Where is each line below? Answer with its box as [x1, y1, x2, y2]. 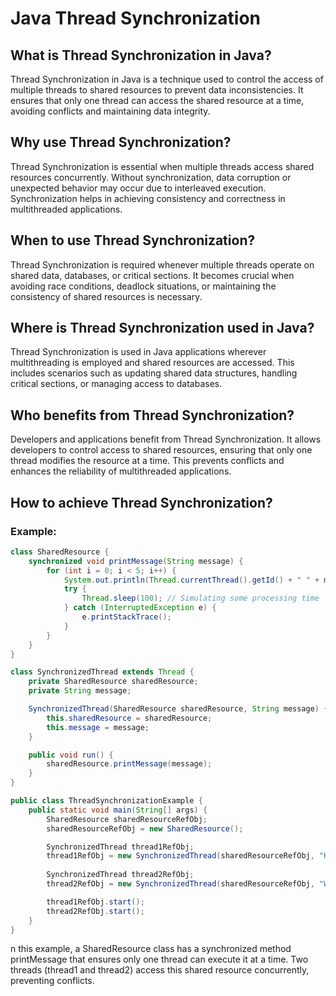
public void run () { [28, 750, 114, 760]
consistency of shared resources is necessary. [10, 290, 203, 302]
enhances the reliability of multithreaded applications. [10, 465, 232, 477]
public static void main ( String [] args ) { [28, 805, 208, 815]
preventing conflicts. [10, 975, 95, 987]
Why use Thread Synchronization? [10, 134, 232, 151]
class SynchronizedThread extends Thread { [10, 667, 195, 677]
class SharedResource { [10, 547, 110, 557]
